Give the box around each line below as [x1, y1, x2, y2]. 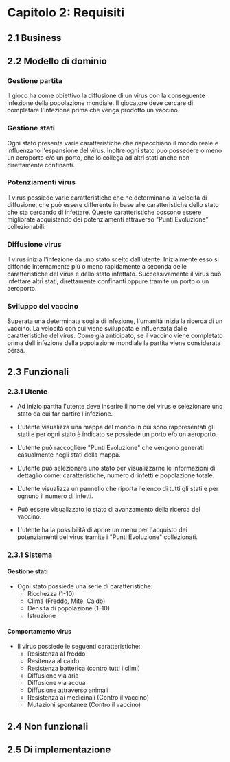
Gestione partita [7, 75, 63, 85]
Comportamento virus [7, 627, 72, 635]
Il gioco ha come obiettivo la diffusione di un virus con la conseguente [7, 91, 205, 100]
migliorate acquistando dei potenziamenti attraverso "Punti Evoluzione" [7, 215, 209, 224]
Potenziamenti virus [7, 178, 76, 187]
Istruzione [27, 612, 56, 620]
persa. [7, 346, 25, 355]
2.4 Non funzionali [7, 720, 89, 732]
